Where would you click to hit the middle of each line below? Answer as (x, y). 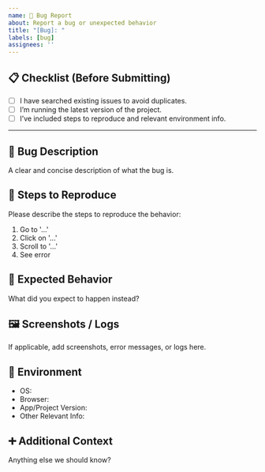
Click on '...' (38, 238)
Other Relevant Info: (52, 416)
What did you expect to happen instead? (74, 298)
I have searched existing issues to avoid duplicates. (103, 100)
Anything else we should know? (60, 460)
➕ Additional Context (60, 441)
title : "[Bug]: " (37, 30)
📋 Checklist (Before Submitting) (90, 78)
